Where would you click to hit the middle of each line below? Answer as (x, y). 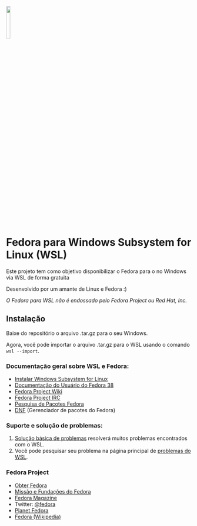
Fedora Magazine (36, 498)
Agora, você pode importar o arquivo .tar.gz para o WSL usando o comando (98, 344)
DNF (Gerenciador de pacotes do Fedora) (65, 410)
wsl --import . (23, 351)
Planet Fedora (31, 510)
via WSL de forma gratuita (38, 277)
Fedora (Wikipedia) (38, 517)
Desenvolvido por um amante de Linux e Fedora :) (67, 289)
